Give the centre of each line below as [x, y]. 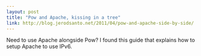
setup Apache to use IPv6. [39, 46]
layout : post [23, 12]
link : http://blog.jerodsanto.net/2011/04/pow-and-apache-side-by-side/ [100, 23]
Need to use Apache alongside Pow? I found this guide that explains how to [101, 40]
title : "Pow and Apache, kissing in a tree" [63, 17]
